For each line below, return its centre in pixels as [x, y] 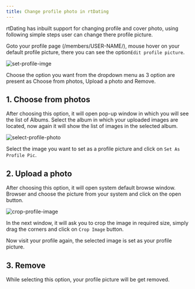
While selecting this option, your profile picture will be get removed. [88, 280]
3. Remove [26, 265]
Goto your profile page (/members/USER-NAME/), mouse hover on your [93, 46]
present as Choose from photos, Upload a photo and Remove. [81, 81]
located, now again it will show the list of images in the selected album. [92, 126]
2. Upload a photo [39, 174]
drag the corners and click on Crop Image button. [65, 229]
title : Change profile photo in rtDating [58, 11]
